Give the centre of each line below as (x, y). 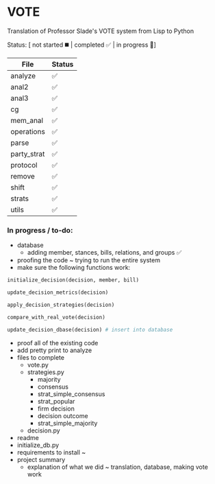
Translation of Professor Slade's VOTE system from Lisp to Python (101, 31)
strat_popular (56, 401)
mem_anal (27, 120)
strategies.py (46, 372)
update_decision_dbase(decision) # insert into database (90, 330)
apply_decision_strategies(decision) (61, 305)
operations (28, 131)
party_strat (28, 154)
